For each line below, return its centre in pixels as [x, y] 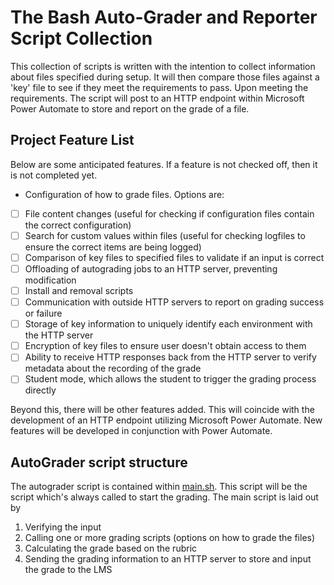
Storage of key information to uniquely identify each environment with [168, 324]
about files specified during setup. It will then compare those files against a [165, 77]
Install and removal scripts [79, 290]
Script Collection [81, 38]
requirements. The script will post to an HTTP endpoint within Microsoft [157, 98]
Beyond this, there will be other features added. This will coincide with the [162, 410]
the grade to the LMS [68, 570]
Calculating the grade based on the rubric [111, 548]
